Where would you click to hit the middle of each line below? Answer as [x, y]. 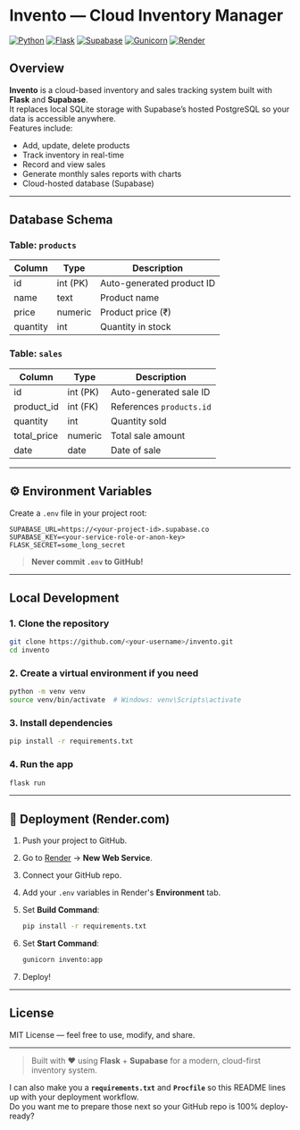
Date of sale [136, 450]
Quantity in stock [135, 327]
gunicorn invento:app [62, 960]
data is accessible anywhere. [62, 118]
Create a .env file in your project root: [78, 513]
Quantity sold [138, 421]
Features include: [41, 128]
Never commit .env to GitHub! [87, 561]
